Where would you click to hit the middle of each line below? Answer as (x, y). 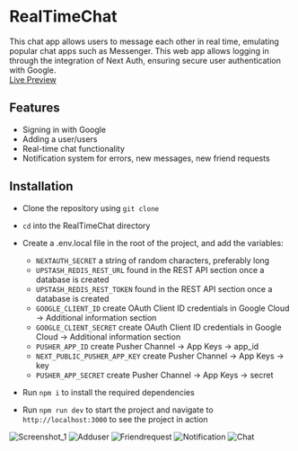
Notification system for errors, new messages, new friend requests (146, 158)
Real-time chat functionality (74, 148)
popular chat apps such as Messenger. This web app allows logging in (139, 50)
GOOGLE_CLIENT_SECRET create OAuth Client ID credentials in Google (158, 327)
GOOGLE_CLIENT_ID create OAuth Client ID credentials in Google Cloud (162, 308)
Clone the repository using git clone (91, 208)
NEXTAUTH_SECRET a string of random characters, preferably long (153, 260)
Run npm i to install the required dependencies (108, 392)
